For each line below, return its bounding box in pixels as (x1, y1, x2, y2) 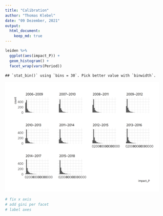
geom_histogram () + (9, 59, 49, 63)
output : (5, 23, 21, 28)
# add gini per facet (5, 202, 49, 207)
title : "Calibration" (5, 8, 49, 13)
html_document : (9, 28, 41, 34)
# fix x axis (5, 197, 32, 202)
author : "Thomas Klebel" (5, 13, 56, 18)
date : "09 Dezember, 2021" (5, 18, 60, 23)
